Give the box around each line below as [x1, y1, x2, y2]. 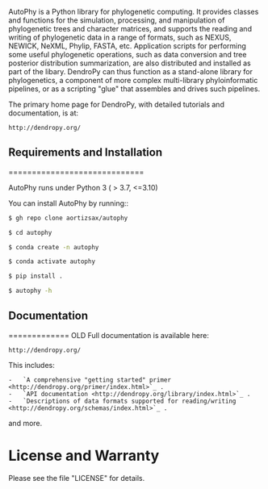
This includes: [8, 360, 55, 370]
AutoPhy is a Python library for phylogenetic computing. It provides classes [8, 7, 259, 16]
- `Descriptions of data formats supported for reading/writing [8, 397, 237, 405]
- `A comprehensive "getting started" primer [8, 375, 172, 384]
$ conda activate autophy [8, 257, 95, 265]
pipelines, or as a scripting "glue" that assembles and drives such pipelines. [8, 84, 261, 94]
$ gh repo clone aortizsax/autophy [8, 214, 128, 222]
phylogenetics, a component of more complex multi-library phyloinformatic [8, 76, 258, 85]
